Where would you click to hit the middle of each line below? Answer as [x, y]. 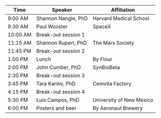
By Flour [102, 59]
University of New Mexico [123, 100]
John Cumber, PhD [58, 67]
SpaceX [102, 26]
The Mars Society [113, 43]
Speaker [62, 10]
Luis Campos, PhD [58, 100]
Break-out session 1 [60, 35]
